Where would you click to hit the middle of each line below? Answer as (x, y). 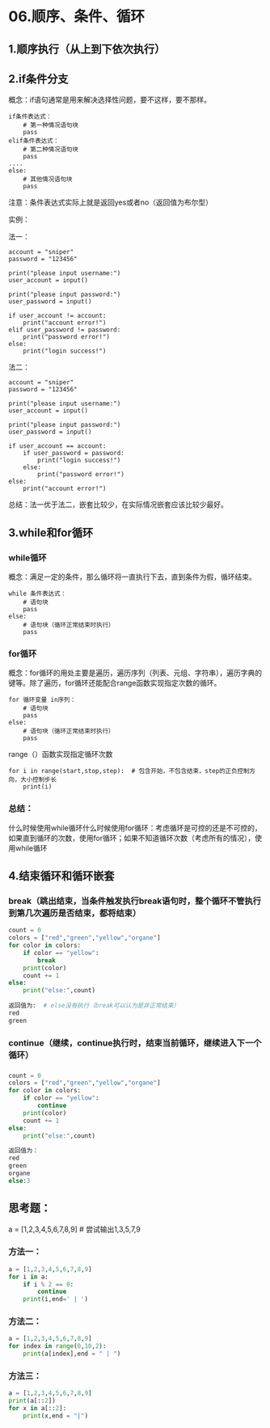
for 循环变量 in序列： (42, 700)
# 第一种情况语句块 (51, 125)
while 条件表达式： (38, 594)
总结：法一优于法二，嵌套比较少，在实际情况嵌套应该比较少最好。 (118, 505)
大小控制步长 (38, 780)
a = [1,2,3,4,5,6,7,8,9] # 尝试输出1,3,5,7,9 (75, 1229)
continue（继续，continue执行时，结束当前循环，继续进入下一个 (135, 1042)
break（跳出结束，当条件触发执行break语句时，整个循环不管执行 (135, 901)
